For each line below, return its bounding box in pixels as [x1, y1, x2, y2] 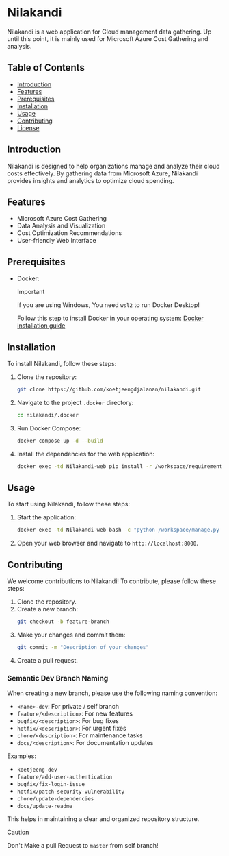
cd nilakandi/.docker [16, 411, 79, 419]
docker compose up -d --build [16, 437, 104, 444]
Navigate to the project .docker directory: [16, 398, 134, 406]
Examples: [7, 752, 36, 760]
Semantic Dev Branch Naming [7, 673, 109, 683]
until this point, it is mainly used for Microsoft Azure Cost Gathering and [7, 34, 208, 42]
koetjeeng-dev [16, 766, 57, 774]
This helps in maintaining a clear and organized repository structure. [7, 815, 200, 823]
